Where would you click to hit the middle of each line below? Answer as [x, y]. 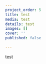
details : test [20, 24]
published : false [23, 38]
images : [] [16, 29]
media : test [17, 19]
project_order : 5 [23, 10]
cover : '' [15, 33]
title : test [17, 15]
